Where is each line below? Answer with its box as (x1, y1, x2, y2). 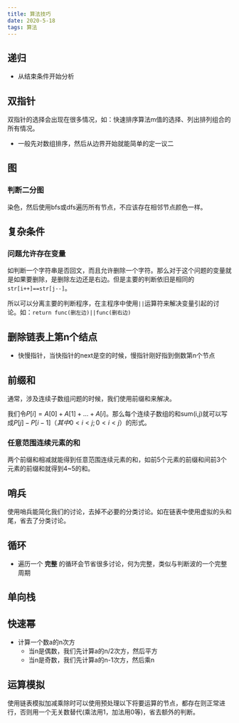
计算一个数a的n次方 (17, 638, 75, 647)
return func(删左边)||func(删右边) (32, 309, 132, 317)
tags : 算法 (7, 24, 38, 31)
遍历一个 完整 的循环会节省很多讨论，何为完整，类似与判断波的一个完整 (17, 559, 228, 568)
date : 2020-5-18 (7, 17, 55, 24)
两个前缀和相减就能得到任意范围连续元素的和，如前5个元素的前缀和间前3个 (7, 455, 227, 464)
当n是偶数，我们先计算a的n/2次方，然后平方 (28, 647, 158, 655)
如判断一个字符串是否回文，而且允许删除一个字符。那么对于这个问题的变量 (7, 266, 225, 275)
